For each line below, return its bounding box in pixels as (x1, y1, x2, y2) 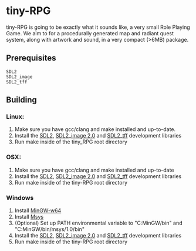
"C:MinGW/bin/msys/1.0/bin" (14, 226, 85, 233)
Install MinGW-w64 (14, 207, 62, 214)
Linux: (6, 113, 25, 121)
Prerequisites (6, 53, 56, 63)
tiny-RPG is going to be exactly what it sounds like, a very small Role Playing (6, 24, 191, 31)
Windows (6, 193, 34, 202)
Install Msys (14, 213, 44, 220)
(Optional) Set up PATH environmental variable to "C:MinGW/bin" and (14, 219, 183, 227)
